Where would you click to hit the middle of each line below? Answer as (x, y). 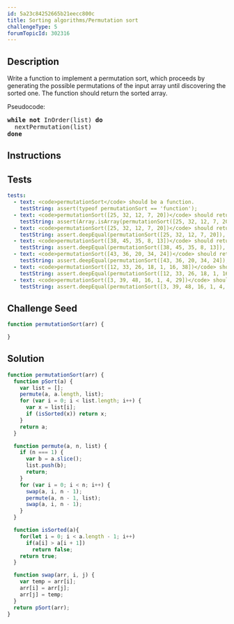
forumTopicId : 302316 (39, 33)
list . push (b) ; (46, 465)
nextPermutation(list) (53, 127)
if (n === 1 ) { (42, 452)
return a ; (34, 427)
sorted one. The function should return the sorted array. (87, 93)
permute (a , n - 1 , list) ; (63, 498)
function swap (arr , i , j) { (54, 575)
